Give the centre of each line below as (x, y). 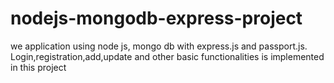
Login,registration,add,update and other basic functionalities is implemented (167, 56)
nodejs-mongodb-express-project (156, 18)
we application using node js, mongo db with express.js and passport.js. (159, 46)
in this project (38, 67)
